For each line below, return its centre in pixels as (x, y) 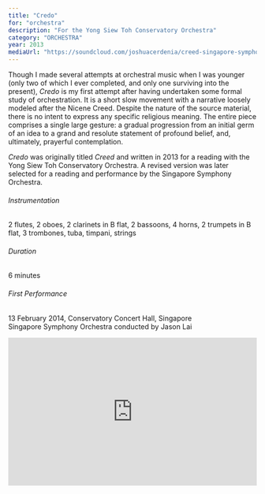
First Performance (38, 294)
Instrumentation (34, 200)
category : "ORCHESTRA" (45, 37)
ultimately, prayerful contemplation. (66, 142)
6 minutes (24, 275)
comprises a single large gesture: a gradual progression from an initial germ (131, 125)
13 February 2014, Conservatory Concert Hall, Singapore (100, 318)
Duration (22, 251)
